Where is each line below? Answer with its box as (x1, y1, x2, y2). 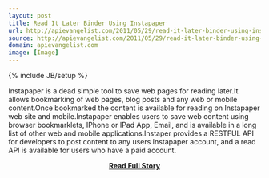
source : (8, 34, 34, 42)
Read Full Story (108, 161, 161, 170)
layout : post (8, 11, 52, 20)
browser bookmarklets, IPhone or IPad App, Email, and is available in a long (8, 121, 257, 129)
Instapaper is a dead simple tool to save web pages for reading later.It (8, 86, 239, 96)
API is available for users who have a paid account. (8, 145, 177, 155)
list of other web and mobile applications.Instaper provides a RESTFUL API (8, 129, 255, 138)
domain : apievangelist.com (8, 42, 98, 49)
